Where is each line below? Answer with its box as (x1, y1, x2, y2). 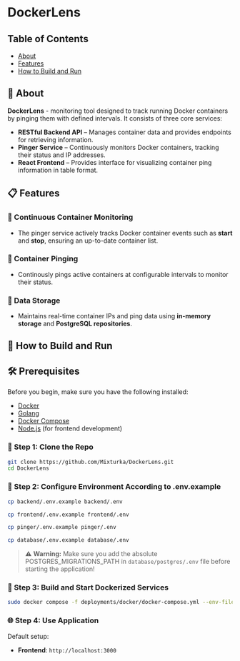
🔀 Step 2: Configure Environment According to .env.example (7, 482, 221, 492)
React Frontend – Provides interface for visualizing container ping (17, 158, 212, 166)
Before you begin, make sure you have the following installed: (7, 388, 189, 396)
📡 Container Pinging (7, 254, 79, 264)
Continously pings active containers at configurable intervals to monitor (17, 270, 229, 278)
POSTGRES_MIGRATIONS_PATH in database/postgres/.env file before (24, 557, 231, 566)
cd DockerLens (7, 465, 50, 472)
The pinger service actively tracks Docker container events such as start (17, 228, 233, 237)
